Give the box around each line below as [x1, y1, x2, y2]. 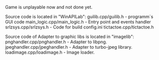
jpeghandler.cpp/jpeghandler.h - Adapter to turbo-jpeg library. [5, 44, 133, 50]
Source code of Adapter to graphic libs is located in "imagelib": [5, 34, 134, 39]
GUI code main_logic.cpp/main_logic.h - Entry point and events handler [5, 19, 152, 25]
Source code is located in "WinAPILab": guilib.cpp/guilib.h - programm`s [5, 14, 154, 19]
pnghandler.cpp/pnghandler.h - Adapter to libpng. [5, 39, 107, 45]
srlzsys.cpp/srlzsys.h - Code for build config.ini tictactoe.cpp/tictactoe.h [5, 24, 154, 30]
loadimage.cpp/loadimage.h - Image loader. [5, 49, 95, 55]
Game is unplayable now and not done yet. [5, 4, 93, 10]
